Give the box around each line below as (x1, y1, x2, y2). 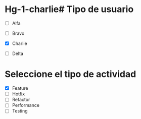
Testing (12, 108, 28, 114)
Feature (12, 85, 28, 91)
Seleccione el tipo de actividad (5, 69, 136, 80)
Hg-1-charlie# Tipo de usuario (5, 4, 134, 15)
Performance (12, 102, 40, 108)
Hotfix (12, 91, 25, 97)
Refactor (12, 97, 30, 103)
